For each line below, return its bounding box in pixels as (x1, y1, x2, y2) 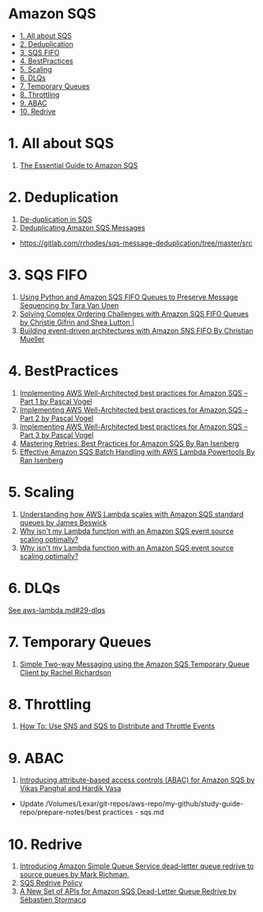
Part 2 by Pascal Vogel (19, 413, 94, 423)
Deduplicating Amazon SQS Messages (19, 222, 146, 232)
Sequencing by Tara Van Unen (19, 300, 119, 310)
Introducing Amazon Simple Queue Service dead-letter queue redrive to (19, 861, 254, 871)
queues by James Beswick (19, 518, 107, 527)
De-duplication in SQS (19, 215, 92, 224)
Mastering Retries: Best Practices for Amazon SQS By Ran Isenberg (19, 439, 239, 448)
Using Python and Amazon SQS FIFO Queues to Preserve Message (19, 292, 239, 302)
